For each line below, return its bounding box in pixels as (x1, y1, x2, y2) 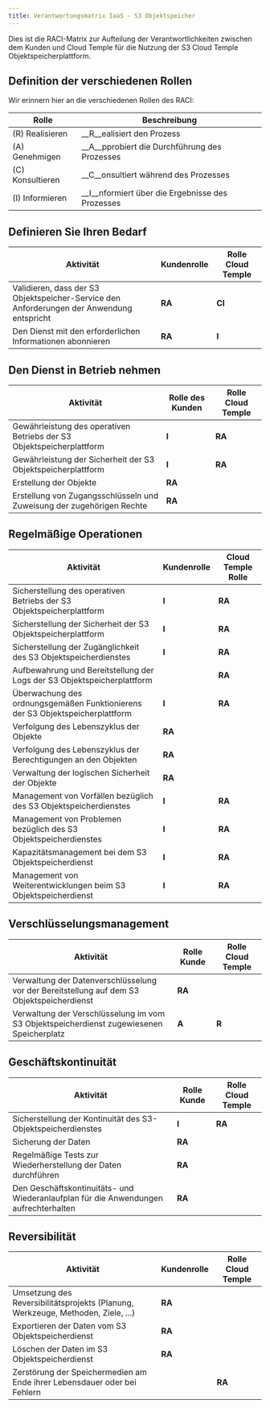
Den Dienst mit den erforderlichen (12, 326, 141, 337)
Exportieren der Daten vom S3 (12, 1320, 127, 1332)
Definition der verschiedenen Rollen (8, 74, 193, 89)
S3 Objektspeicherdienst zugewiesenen (12, 1018, 163, 1029)
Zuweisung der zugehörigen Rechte (12, 500, 148, 512)
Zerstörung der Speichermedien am (12, 1367, 147, 1378)
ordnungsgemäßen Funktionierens (12, 698, 142, 709)
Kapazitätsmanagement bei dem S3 (12, 846, 147, 858)
